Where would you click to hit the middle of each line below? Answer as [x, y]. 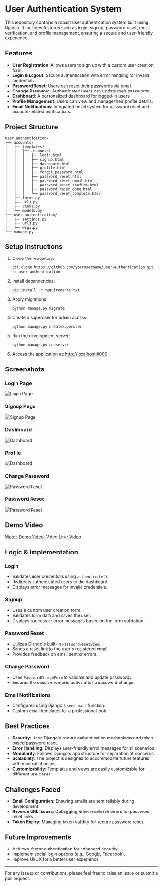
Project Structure [32, 127]
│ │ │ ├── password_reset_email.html [50, 181]
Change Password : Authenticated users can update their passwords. [81, 91]
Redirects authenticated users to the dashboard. [60, 582]
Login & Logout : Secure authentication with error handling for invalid [81, 75]
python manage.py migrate [38, 308]
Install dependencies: [33, 281]
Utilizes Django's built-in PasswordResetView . [56, 644]
